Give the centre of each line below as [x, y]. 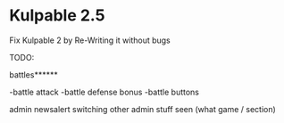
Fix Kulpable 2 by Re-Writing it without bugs [90, 40]
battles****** [33, 74]
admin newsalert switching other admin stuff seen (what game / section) [143, 109]
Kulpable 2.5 [57, 16]
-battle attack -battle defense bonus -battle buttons [104, 92]
